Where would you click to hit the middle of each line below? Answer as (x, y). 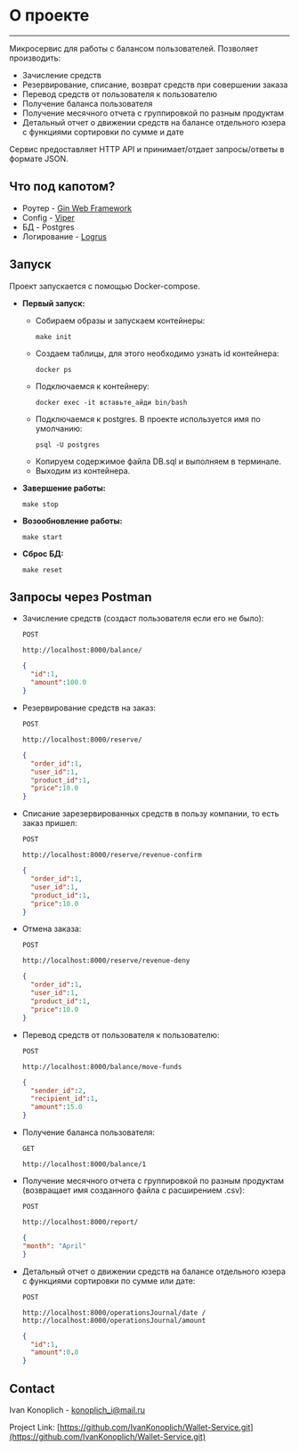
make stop (40, 504)
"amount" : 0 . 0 (55, 1353)
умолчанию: (59, 428)
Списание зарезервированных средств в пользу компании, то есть (150, 814)
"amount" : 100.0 (59, 683)
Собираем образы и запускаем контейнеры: (120, 320)
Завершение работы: (64, 488)
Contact (32, 1388)
